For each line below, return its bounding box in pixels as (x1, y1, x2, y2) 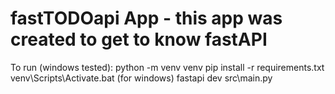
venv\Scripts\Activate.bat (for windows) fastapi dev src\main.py (10, 72, 273, 84)
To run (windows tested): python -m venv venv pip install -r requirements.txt (10, 61, 325, 73)
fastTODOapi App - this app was (10, 7, 283, 30)
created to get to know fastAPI (10, 28, 268, 51)
